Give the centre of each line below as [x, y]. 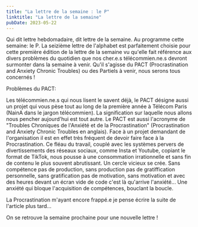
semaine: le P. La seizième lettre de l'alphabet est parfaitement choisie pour [98, 46]
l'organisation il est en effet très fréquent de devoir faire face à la [85, 138]
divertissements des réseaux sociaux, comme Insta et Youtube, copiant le [96, 151]
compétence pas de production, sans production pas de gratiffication [91, 170]
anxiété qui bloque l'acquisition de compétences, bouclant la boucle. [90, 188]
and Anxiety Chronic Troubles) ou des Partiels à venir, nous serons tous [93, 71]
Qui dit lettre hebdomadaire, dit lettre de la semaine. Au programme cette [95, 40]
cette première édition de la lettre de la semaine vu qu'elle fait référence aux [99, 52]
